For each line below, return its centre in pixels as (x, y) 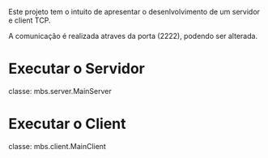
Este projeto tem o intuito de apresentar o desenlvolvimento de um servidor (134, 12)
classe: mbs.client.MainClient (57, 146)
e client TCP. (30, 20)
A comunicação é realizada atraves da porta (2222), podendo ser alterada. (133, 36)
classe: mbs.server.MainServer (60, 91)
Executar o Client (68, 124)
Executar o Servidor (77, 69)
